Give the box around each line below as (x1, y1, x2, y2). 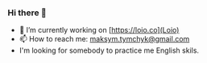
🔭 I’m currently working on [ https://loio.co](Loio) (19, 26, 180, 35)
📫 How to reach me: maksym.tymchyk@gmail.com (19, 34, 190, 44)
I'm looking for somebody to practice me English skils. (19, 45, 199, 55)
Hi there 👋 (7, 7, 48, 18)
